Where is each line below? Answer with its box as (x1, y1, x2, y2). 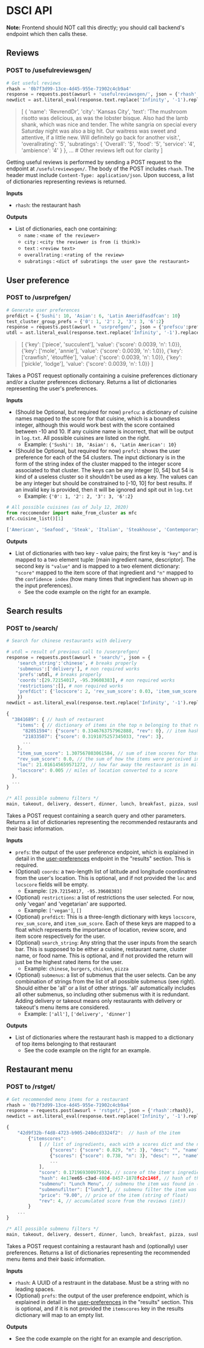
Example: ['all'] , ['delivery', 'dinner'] (24, 1010, 131, 1017)
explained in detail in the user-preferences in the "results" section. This (15, 1298, 194, 1305)
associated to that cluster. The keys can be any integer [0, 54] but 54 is (15, 467, 194, 474)
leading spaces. (15, 1285, 55, 1293)
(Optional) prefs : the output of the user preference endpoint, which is (15, 1291, 189, 1299)
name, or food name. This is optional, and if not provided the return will (15, 952, 193, 959)
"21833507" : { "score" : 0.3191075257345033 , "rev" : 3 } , (22, 733, 165, 739)
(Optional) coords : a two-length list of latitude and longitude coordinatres (15, 868, 197, 875)
